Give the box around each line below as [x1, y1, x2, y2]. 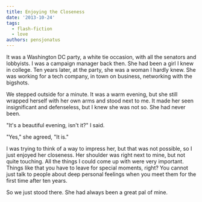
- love [11, 31, 28, 37]
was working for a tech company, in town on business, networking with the [6, 73, 193, 80]
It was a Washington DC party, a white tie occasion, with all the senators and [6, 54, 197, 60]
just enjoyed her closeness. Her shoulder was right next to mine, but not [6, 151, 186, 159]
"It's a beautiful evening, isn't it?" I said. [6, 122, 105, 128]
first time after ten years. [6, 177, 68, 184]
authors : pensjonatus [6, 37, 61, 43]
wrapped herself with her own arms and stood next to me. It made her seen [6, 97, 194, 104]
